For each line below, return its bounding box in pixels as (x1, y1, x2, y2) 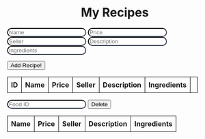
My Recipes (81, 5, 149, 21)
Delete (91, 101, 108, 108)
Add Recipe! (10, 62, 42, 69)
